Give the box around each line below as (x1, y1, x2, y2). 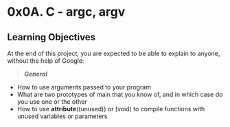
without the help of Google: (7, 57, 84, 65)
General (23, 70, 48, 78)
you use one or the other (16, 98, 87, 106)
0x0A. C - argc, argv (7, 4, 126, 20)
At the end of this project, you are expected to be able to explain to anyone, (7, 49, 220, 57)
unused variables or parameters (16, 112, 108, 120)
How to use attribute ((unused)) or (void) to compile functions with (16, 105, 205, 113)
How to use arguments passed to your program (16, 83, 151, 91)
